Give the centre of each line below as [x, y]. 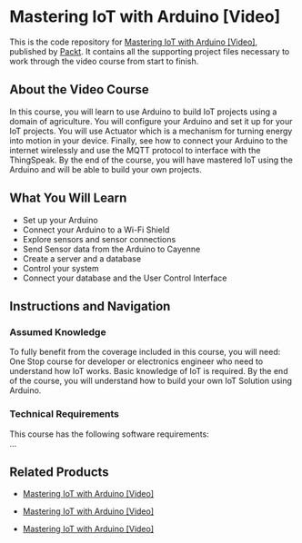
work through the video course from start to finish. [104, 61]
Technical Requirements [65, 414]
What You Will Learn [68, 198]
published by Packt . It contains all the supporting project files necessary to [150, 51]
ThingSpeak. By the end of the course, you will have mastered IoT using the [151, 160]
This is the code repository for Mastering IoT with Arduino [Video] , [133, 42]
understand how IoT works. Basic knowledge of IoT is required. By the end [149, 371]
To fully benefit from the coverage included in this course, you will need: [145, 352]
